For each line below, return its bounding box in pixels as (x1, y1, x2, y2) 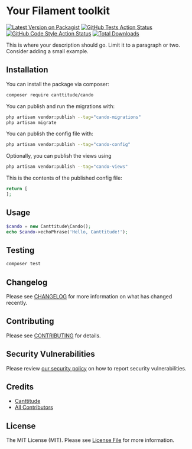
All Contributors (14, 404, 53, 411)
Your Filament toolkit (6, 4, 110, 18)
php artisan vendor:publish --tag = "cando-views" (6, 164, 128, 170)
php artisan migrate (6, 119, 57, 125)
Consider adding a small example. (6, 47, 89, 54)
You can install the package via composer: (6, 80, 109, 87)
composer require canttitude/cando (6, 92, 94, 98)
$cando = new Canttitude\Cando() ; (6, 223, 92, 229)
